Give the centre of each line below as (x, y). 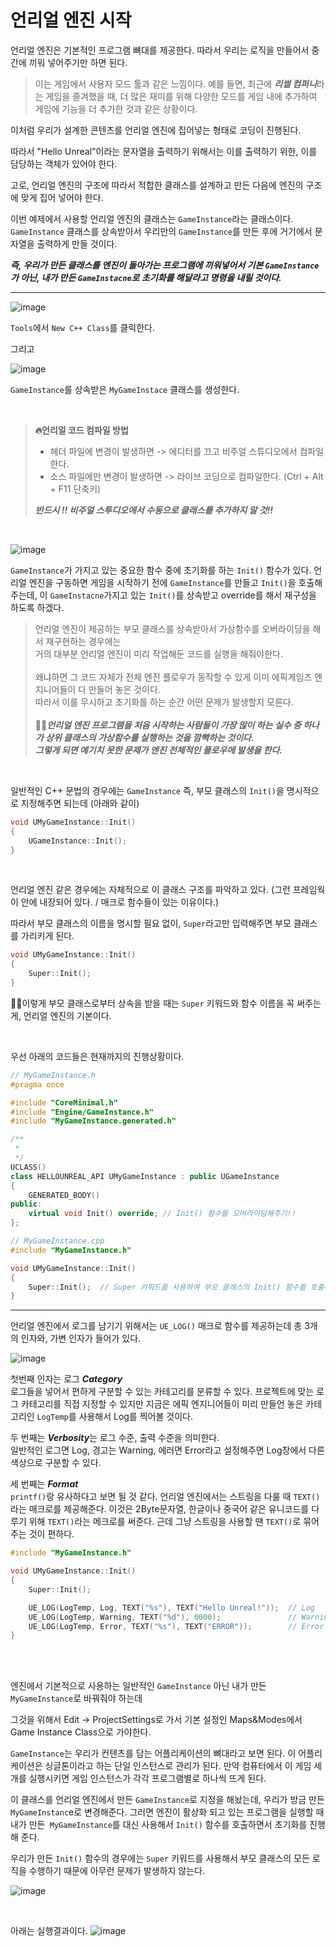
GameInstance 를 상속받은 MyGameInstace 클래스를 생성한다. (125, 389)
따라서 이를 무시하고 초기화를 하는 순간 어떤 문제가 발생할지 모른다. (164, 702)
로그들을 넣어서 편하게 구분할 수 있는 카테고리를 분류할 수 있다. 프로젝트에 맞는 (162, 1392)
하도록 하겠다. (37, 607)
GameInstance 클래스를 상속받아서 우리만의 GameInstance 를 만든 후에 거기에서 (161, 231)
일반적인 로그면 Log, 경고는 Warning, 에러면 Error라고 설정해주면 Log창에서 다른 (167, 1450)
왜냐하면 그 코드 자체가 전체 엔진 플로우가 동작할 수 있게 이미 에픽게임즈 (173, 677)
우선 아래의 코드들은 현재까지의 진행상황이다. (97, 1056)
